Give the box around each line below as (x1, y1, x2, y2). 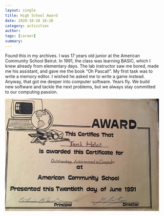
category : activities (5, 23, 49, 28)
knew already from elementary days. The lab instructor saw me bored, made (5, 63, 159, 69)
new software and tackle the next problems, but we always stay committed (5, 83, 156, 90)
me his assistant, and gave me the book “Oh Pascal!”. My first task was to (5, 68, 153, 74)
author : (5, 28, 21, 34)
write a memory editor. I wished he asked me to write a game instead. (5, 73, 145, 79)
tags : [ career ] (5, 34, 36, 39)
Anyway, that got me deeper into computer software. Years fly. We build (5, 79, 150, 84)
